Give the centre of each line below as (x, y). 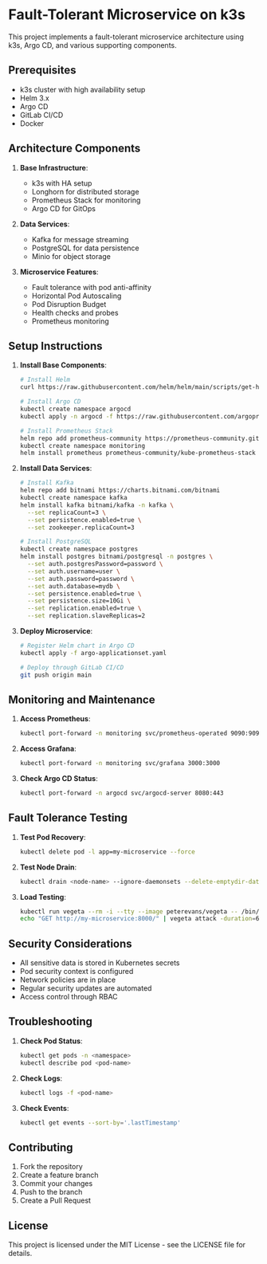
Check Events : (44, 1108)
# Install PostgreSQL (55, 542)
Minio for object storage (71, 256)
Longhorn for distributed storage (85, 191)
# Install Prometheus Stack (66, 431)
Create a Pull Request (55, 1200)
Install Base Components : (63, 365)
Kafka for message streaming (80, 239)
